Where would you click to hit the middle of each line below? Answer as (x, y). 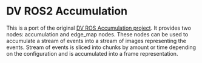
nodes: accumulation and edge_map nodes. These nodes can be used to (97, 34)
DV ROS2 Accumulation (67, 11)
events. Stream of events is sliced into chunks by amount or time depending (101, 47)
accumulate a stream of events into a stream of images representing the (96, 41)
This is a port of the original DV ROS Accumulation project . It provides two (99, 28)
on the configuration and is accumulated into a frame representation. (92, 53)
